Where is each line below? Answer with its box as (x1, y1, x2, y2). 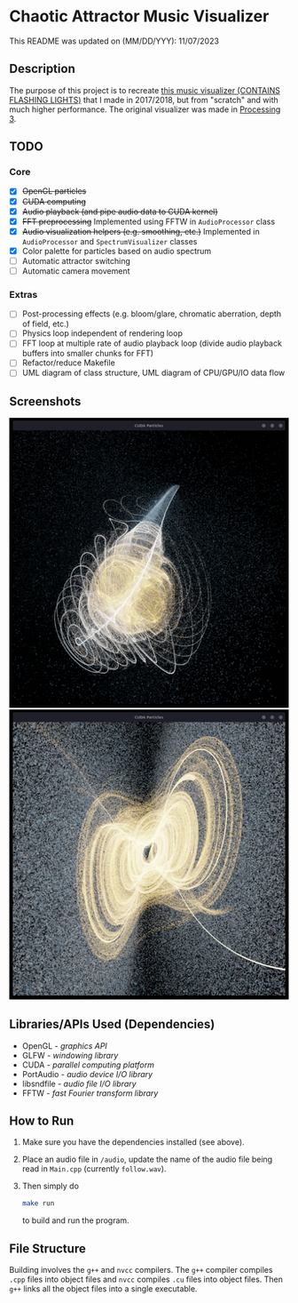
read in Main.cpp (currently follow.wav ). (21, 1163, 167, 1174)
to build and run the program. (21, 1215, 130, 1226)
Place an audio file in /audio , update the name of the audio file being (21, 1154, 273, 1165)
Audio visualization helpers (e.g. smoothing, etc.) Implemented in (21, 226, 260, 236)
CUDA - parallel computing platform (21, 1059, 155, 1070)
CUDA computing (21, 196, 86, 206)
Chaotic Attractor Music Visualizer (9, 6, 270, 27)
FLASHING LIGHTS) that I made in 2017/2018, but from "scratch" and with (9, 94, 279, 105)
